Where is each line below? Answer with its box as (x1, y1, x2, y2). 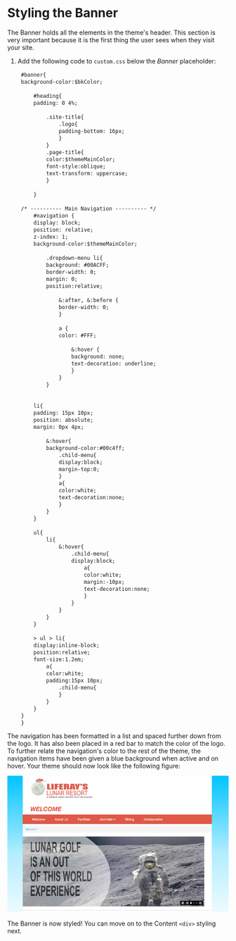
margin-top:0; (58, 466, 100, 473)
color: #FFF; (58, 332, 97, 339)
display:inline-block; (33, 642, 100, 649)
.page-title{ (46, 149, 84, 156)
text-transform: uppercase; (46, 170, 129, 177)
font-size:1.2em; (33, 656, 84, 663)
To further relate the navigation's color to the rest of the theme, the (7, 747, 202, 755)
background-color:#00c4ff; (46, 444, 125, 451)
